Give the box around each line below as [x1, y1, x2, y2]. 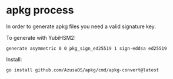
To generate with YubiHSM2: [6, 34, 76, 41]
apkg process [6, 4, 74, 17]
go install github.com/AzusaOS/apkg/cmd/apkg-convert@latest [6, 67, 159, 73]
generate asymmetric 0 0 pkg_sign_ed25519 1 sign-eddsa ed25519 [6, 45, 167, 51]
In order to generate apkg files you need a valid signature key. [6, 23, 156, 30]
